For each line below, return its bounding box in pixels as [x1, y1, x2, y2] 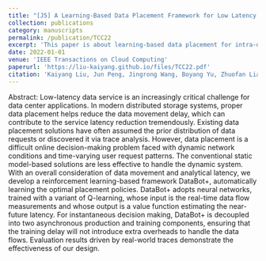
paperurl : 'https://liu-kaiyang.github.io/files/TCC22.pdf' [8, 63, 211, 71]
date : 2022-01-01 [8, 48, 66, 56]
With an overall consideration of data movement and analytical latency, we [8, 168, 251, 177]
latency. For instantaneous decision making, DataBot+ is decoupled [29, 210, 249, 219]
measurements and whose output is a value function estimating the [8, 201, 228, 210]
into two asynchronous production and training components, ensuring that [8, 218, 251, 228]
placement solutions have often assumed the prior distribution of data [8, 126, 236, 135]
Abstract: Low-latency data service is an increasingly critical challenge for [8, 92, 250, 101]
